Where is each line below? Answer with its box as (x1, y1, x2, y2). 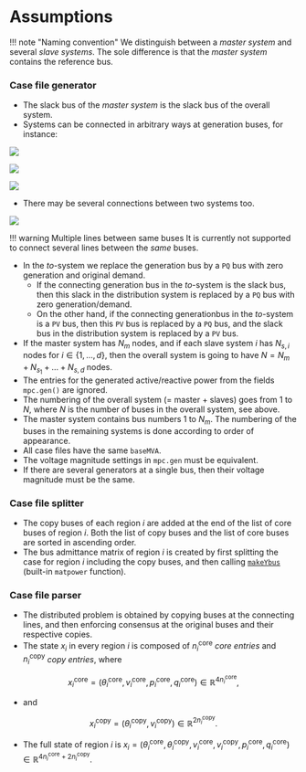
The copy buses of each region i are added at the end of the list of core (22, 518, 292, 529)
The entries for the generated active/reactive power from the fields (22, 375, 275, 386)
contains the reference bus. (9, 56, 114, 67)
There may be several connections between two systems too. (22, 198, 256, 209)
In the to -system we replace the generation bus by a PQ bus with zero (22, 260, 284, 271)
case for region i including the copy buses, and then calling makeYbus (22, 556, 281, 567)
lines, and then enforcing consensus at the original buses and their (22, 619, 274, 630)
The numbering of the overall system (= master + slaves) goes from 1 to (22, 394, 293, 405)
